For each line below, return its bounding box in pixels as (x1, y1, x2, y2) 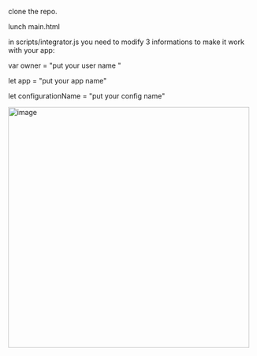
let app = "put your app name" (8, 76, 107, 85)
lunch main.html (8, 22, 61, 31)
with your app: (8, 46, 55, 54)
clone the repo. (8, 7, 58, 16)
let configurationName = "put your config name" (8, 91, 166, 101)
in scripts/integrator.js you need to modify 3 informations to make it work (8, 37, 244, 46)
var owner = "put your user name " (8, 61, 121, 70)
